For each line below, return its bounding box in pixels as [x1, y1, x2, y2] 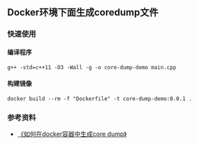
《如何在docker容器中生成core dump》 [17, 130, 127, 138]
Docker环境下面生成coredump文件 [7, 6, 159, 19]
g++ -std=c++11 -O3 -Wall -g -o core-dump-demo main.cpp [7, 63, 177, 71]
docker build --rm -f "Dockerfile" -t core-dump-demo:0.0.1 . [7, 95, 192, 102]
